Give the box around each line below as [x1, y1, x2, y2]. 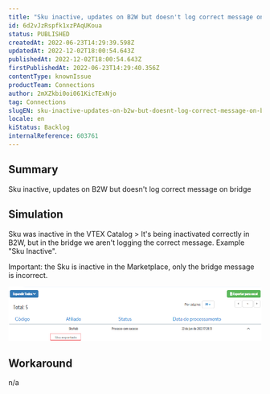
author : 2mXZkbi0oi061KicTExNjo [8, 89, 117, 97]
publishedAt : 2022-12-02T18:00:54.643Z [8, 56, 142, 64]
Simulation [8, 208, 63, 222]
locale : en [8, 115, 45, 123]
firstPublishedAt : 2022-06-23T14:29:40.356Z [8, 64, 160, 73]
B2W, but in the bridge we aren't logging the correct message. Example [8, 238, 245, 247]
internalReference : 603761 [8, 132, 99, 140]
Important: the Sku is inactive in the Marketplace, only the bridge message [8, 262, 255, 272]
